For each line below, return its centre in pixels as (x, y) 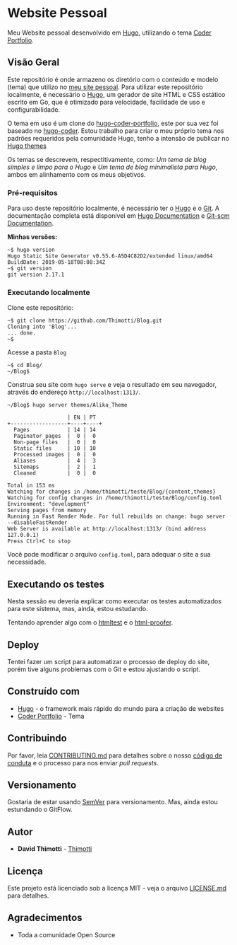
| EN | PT (82, 418)
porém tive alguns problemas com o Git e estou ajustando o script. (104, 669)
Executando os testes (56, 584)
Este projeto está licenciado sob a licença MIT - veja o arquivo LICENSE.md (117, 888)
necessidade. (27, 562)
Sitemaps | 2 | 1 (55, 467)
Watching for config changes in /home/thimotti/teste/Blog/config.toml (115, 498)
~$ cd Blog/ (25, 366)
